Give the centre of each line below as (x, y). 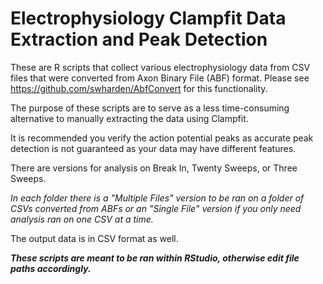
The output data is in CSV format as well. (94, 238)
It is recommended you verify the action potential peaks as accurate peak (162, 138)
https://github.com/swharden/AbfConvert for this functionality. (139, 88)
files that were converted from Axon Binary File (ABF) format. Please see (160, 78)
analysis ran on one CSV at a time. (82, 219)
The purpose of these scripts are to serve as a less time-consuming (150, 108)
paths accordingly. (51, 268)
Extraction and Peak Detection (139, 39)
